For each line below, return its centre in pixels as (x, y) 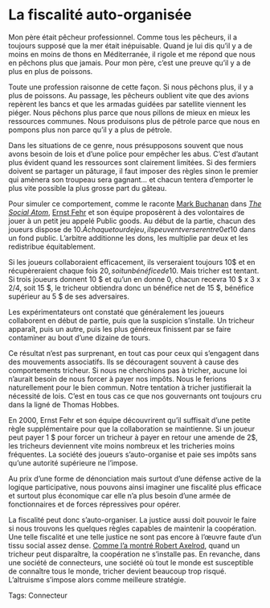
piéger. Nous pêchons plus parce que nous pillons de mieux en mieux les (129, 112)
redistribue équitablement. (52, 246)
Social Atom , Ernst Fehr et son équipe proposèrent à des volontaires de (127, 212)
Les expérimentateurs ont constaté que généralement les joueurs (117, 312)
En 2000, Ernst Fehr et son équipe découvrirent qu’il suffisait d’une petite (129, 420)
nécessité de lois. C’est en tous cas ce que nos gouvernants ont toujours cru (135, 395)
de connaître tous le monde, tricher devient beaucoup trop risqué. (117, 571)
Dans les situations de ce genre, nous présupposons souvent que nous (126, 145)
